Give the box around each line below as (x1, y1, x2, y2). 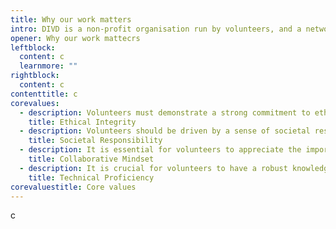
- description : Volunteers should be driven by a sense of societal (19, 126, 311, 136)
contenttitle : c (10, 89, 78, 99)
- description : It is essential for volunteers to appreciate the (19, 145, 302, 155)
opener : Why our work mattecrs (10, 33, 141, 43)
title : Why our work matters (10, 14, 132, 25)
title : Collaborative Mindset (28, 154, 155, 164)
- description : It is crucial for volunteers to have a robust (19, 163, 288, 173)
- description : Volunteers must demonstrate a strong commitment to (19, 107, 311, 118)
